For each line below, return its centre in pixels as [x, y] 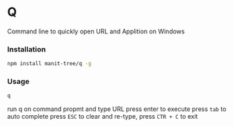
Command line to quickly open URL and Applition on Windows [96, 31]
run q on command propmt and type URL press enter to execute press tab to [117, 109]
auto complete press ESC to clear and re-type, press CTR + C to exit [103, 117]
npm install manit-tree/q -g [49, 64]
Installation [27, 49]
